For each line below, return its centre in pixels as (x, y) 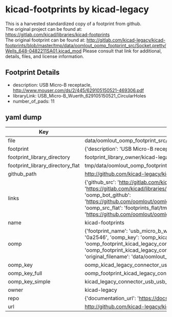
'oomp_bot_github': (107, 195)
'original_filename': (107, 256)
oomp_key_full (25, 273)
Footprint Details (33, 73)
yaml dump (24, 117)
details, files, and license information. (45, 56)
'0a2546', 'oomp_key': (112, 237)
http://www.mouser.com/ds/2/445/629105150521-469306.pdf (78, 90)
